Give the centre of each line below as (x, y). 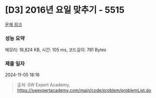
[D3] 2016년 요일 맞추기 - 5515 (65, 10)
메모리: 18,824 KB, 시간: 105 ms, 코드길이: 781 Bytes (56, 50)
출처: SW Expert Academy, (43, 85)
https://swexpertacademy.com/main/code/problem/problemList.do (84, 90)
